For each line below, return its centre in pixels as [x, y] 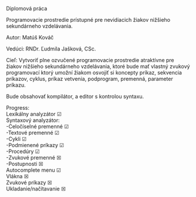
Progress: [18, 108]
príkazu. [16, 85]
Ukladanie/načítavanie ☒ [36, 189]
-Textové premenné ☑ [33, 133]
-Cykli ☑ [16, 139]
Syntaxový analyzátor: [33, 120]
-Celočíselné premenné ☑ [38, 126]
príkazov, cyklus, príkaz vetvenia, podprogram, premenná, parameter [89, 79]
